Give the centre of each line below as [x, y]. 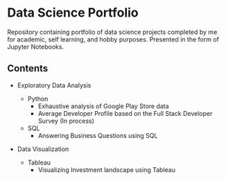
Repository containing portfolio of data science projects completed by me [112, 32]
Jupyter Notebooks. [36, 46]
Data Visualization [43, 149]
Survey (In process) [66, 121]
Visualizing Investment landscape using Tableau [106, 170]
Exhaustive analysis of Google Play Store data [103, 106]
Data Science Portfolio [73, 13]
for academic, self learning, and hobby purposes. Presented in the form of [113, 39]
